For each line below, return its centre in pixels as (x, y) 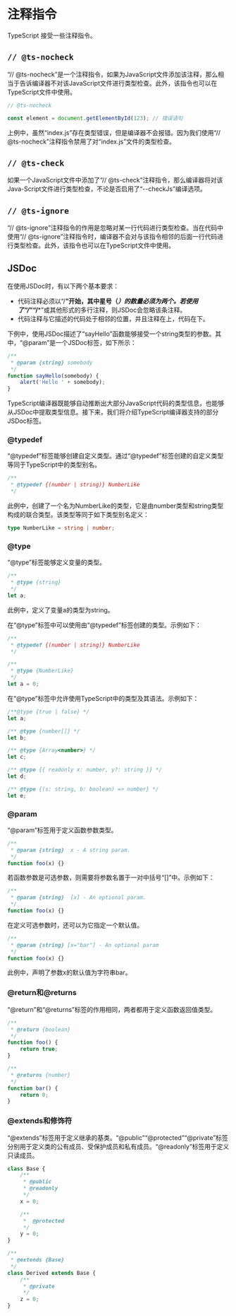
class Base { (26, 1169)
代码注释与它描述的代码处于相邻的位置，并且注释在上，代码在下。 (113, 318)
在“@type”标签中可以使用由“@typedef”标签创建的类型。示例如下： (105, 625)
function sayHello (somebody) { (53, 375)
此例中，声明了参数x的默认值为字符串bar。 (69, 972)
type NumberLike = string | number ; (61, 528)
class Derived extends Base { (52, 1273)
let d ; (17, 776)
